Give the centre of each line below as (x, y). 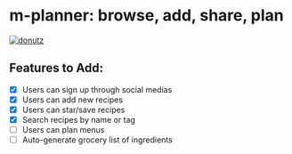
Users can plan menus (63, 130)
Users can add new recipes (72, 100)
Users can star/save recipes (73, 109)
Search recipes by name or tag (79, 119)
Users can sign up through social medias (97, 89)
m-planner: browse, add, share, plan (147, 16)
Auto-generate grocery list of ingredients (97, 140)
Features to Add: (57, 68)
